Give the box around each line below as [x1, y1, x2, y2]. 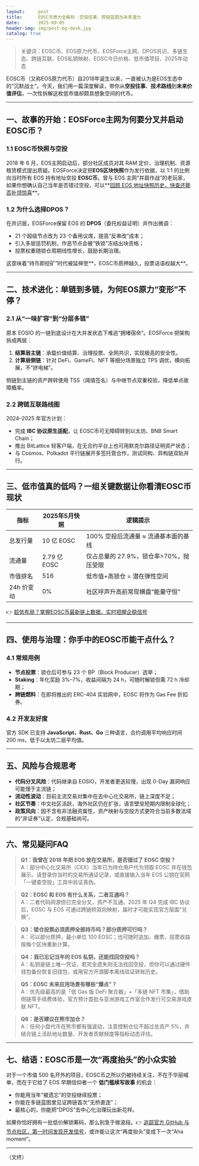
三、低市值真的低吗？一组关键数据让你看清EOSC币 [6, 481, 191, 492]
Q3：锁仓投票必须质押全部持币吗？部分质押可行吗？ [20, 926, 148, 933]
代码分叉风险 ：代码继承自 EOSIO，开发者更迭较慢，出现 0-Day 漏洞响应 [14, 778, 191, 785]
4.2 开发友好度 [6, 714, 48, 722]
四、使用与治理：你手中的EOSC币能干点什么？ [6, 635, 176, 645]
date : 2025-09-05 [6, 20, 65, 25]
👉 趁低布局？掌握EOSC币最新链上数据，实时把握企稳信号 [6, 608, 148, 615]
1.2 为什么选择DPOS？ [6, 205, 70, 213]
